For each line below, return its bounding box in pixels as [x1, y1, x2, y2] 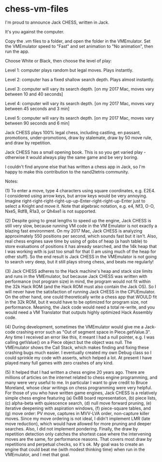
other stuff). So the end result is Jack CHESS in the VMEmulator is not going [5, 253, 157, 260]
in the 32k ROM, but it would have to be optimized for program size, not [5, 299, 147, 305]
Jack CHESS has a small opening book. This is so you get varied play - [5, 149, 146, 155]
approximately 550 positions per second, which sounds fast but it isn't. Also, [5, 233, 158, 239]
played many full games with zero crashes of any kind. [5, 360, 114, 366]
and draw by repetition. [5, 139, 52, 146]
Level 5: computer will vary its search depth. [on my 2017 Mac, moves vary [5, 115, 154, 121]
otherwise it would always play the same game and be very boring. [5, 154, 139, 160]
